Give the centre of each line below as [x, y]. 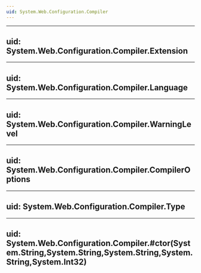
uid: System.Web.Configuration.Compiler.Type [96, 207]
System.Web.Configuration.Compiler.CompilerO [98, 170]
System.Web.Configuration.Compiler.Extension [97, 51]
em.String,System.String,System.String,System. [100, 253]
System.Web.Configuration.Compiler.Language [97, 87]
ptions [19, 179]
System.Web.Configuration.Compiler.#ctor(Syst [98, 243]
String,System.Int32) [46, 262]
